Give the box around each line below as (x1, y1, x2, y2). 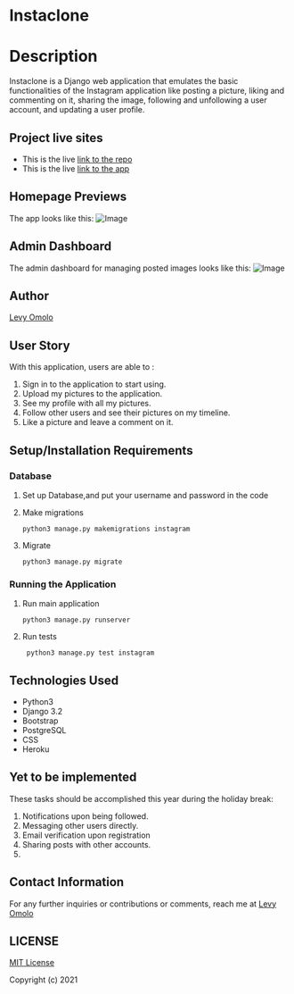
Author (9, 288, 49, 304)
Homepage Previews (9, 189, 127, 205)
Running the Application (9, 578, 117, 590)
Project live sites (9, 130, 104, 146)
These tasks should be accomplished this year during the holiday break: (9, 793, 274, 804)
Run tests (21, 631, 58, 642)
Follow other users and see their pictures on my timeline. (21, 407, 231, 418)
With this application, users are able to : (9, 362, 155, 372)
